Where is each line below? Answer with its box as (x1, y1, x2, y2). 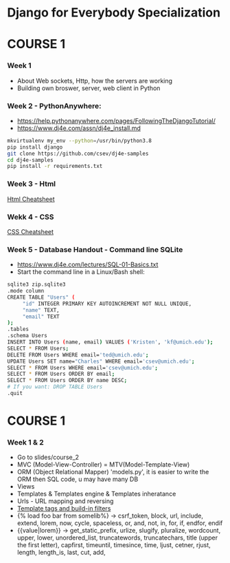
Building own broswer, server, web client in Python (16, 84, 161, 92)
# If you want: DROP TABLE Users (7, 383, 103, 390)
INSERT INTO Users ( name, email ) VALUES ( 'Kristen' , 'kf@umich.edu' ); (7, 339, 214, 346)
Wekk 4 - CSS (7, 212, 54, 222)
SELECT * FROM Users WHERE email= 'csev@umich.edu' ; (7, 364, 158, 371)
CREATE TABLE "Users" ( (7, 294, 76, 301)
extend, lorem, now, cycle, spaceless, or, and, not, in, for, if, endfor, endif (16, 519, 223, 527)
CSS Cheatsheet (7, 227, 54, 235)
